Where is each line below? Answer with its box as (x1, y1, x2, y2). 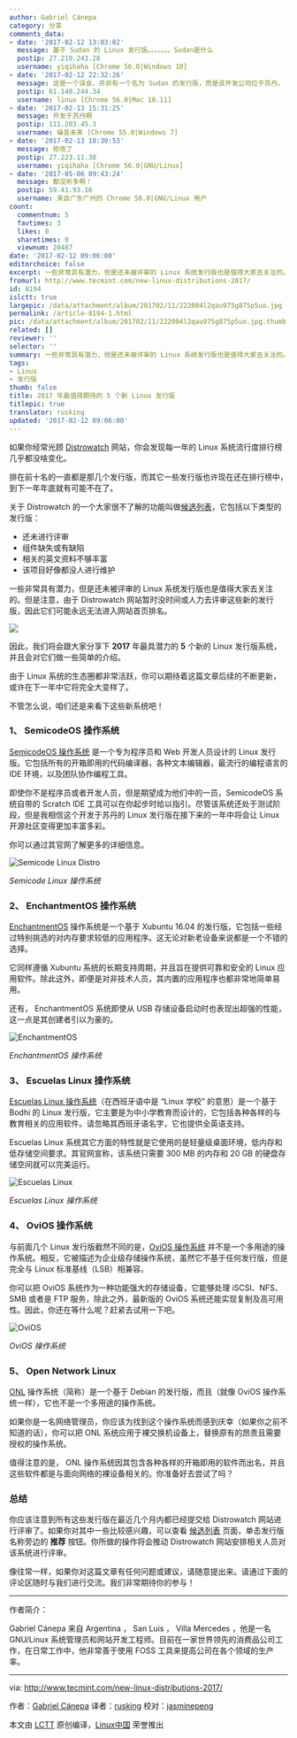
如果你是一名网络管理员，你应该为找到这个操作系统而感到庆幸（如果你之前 (9, 1416, 280, 1427)
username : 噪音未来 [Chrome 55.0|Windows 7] (17, 128, 179, 137)
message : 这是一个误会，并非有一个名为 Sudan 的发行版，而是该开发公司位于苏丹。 (17, 79, 285, 88)
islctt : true (9, 293, 57, 302)
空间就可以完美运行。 (16, 1159, 95, 1170)
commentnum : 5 (17, 210, 69, 219)
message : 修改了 (17, 144, 73, 153)
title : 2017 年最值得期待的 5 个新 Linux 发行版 (9, 391, 176, 401)
